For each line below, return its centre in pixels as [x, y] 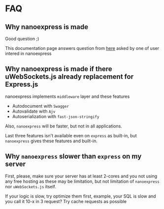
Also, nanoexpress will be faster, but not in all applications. [64, 126]
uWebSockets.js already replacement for [69, 77]
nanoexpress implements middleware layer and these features [67, 96]
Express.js [22, 84]
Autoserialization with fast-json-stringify [56, 116]
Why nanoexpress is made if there [59, 69]
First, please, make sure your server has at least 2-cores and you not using [81, 176]
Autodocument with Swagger [40, 106]
